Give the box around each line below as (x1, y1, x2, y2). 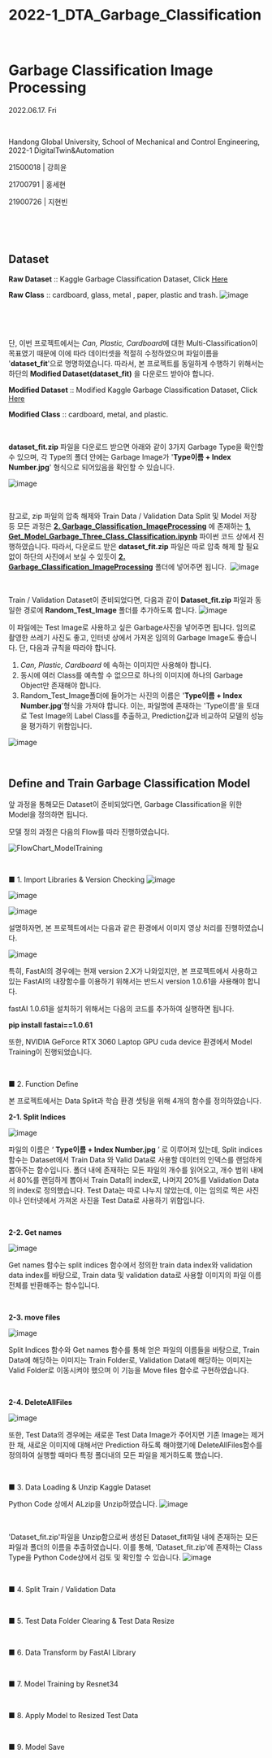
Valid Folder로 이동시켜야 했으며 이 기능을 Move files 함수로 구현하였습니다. (8, 1365, 249, 1375)
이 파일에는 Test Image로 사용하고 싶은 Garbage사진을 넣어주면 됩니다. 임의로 (8, 622, 257, 632)
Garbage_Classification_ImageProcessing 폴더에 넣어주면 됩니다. (8, 561, 227, 571)
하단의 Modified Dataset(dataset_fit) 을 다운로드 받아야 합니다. (8, 369, 214, 378)
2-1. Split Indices (8, 1112, 67, 1122)
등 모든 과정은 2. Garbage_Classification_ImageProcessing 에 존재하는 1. (8, 521, 252, 530)
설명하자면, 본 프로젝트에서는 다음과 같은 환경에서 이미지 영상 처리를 (8, 923, 223, 932)
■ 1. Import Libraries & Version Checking (8, 875, 145, 884)
